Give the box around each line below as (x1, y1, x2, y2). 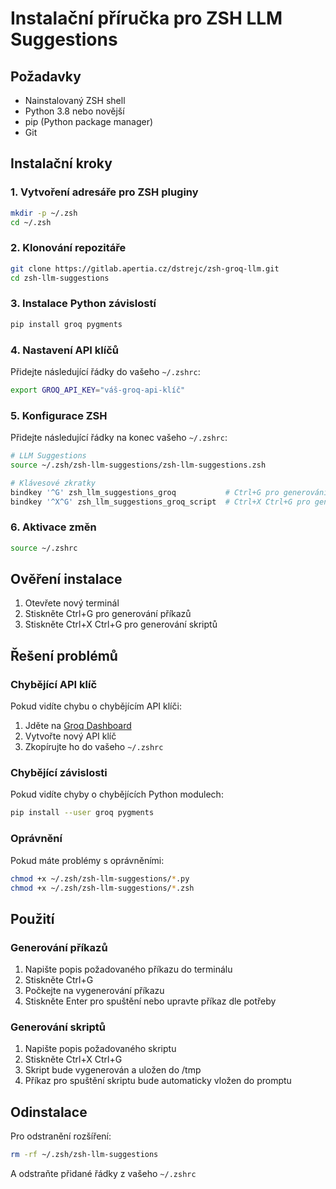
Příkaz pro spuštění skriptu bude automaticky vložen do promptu (24, 1075, 292, 1087)
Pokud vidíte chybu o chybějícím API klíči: (10, 700, 182, 712)
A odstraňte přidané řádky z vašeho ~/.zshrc (10, 1168, 197, 1180)
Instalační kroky (10, 155, 113, 172)
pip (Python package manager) (24, 116, 154, 127)
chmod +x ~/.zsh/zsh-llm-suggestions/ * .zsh (10, 883, 195, 893)
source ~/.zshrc (10, 543, 78, 553)
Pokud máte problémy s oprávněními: (10, 854, 165, 866)
